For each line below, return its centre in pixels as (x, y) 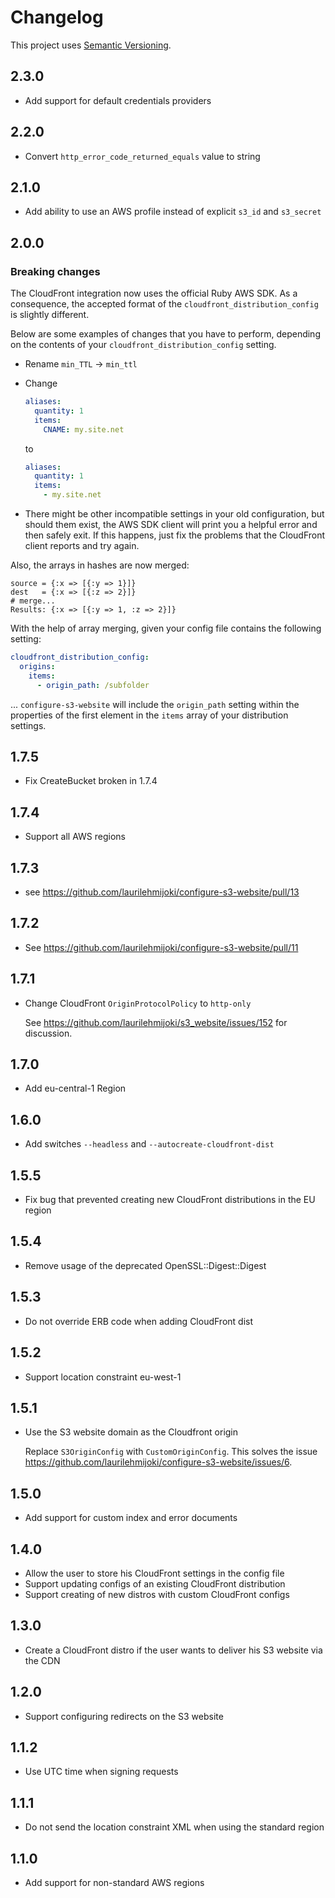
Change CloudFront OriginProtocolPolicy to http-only (138, 1003)
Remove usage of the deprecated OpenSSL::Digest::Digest (145, 1265)
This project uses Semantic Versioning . (91, 45)
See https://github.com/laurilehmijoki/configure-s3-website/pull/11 (161, 947)
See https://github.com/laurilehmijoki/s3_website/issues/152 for (156, 1022)
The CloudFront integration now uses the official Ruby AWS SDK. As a (154, 293)
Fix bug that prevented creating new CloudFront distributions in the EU (170, 1200)
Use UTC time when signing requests (101, 1772)
